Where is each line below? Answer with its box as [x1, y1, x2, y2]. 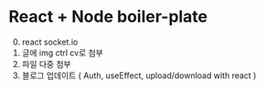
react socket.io [21, 36, 79, 47]
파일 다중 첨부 [21, 58, 71, 69]
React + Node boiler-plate [8, 6, 208, 27]
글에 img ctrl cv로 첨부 [21, 47, 104, 58]
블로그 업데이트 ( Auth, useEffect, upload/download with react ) [21, 70, 257, 81]
